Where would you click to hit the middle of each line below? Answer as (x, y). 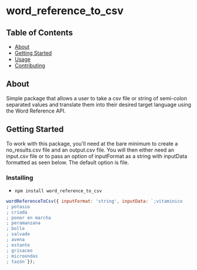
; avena (16, 240)
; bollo (16, 229)
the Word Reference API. (36, 111)
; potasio (18, 207)
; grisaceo (19, 251)
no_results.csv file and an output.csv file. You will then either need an (90, 150)
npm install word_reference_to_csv (58, 191)
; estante (18, 245)
